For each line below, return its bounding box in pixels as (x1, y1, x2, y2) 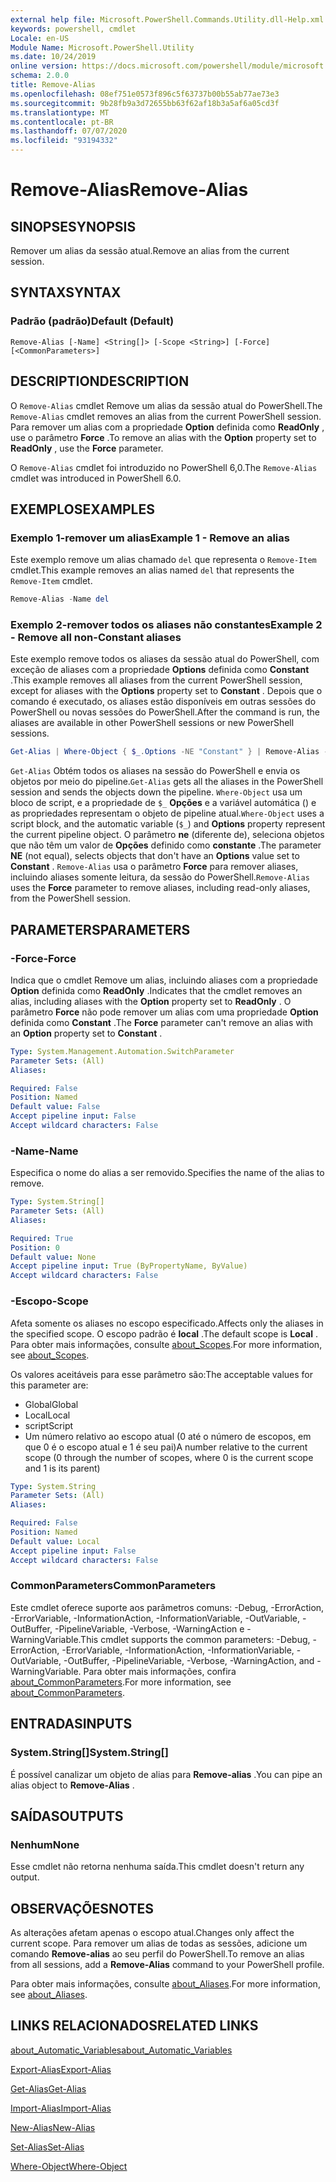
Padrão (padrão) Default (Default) (10, 314, 175, 328)
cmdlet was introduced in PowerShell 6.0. (10, 472, 182, 484)
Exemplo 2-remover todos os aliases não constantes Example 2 (10, 617, 323, 631)
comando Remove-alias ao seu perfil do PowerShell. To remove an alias (10, 1948, 305, 1960)
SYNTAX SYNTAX (10, 284, 122, 301)
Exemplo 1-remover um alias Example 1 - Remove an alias (10, 531, 290, 545)
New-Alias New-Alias (10, 2121, 96, 2133)
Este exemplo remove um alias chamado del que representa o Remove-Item (10, 554, 317, 566)
